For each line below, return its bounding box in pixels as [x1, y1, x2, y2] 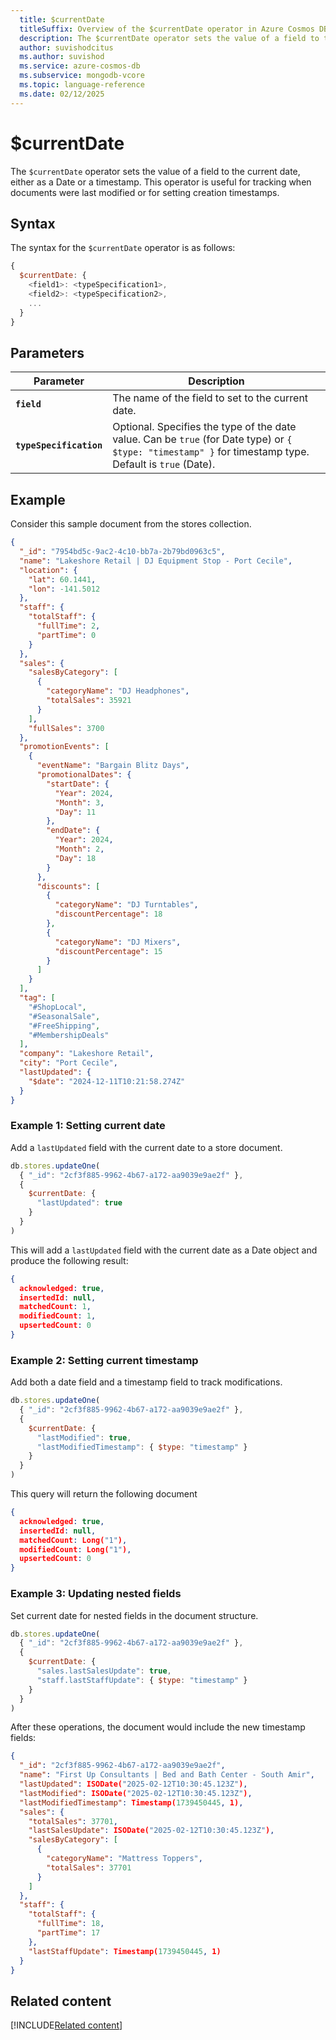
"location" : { [19, 565, 78, 575]
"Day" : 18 [54, 853, 97, 863]
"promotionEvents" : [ [19, 742, 110, 752]
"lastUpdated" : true [36, 1198, 123, 1208]
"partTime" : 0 [36, 630, 97, 640]
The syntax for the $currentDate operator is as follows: [10, 242, 236, 254]
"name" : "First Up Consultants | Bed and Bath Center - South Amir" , [19, 1770, 315, 1780]
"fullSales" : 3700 [28, 723, 105, 733]
